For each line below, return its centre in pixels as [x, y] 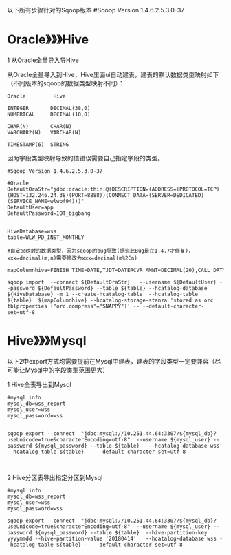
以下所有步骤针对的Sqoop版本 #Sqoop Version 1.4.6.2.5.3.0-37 [96, 10]
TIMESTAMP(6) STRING [38, 144]
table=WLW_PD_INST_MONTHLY [46, 237]
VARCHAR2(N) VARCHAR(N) [44, 132]
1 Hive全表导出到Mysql [40, 384]
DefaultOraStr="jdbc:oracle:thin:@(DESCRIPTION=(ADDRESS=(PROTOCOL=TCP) [113, 189]
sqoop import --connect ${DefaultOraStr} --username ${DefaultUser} [112, 282]
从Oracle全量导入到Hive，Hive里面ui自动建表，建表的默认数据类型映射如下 [113, 74]
